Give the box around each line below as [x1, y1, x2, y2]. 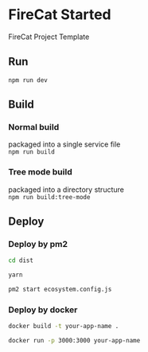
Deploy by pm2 [8, 239, 68, 250]
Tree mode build [8, 166, 73, 178]
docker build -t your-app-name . [8, 323, 119, 330]
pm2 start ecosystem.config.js [8, 285, 112, 294]
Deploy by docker [8, 304, 78, 315]
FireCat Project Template [8, 32, 90, 41]
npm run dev [8, 76, 48, 84]
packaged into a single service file [8, 139, 121, 149]
